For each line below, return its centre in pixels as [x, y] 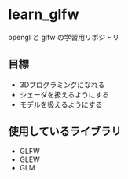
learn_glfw [44, 15]
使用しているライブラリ [65, 132]
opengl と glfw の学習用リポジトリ [64, 37]
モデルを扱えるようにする [61, 104]
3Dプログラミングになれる [62, 85]
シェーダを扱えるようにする [64, 94]
